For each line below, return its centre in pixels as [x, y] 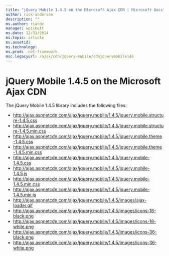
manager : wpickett [25, 28]
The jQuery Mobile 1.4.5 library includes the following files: [66, 105]
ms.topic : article [25, 38]
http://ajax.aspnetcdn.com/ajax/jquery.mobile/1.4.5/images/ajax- [80, 200]
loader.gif [23, 205]
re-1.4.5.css [25, 120]
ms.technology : [22, 47]
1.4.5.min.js [25, 195]
